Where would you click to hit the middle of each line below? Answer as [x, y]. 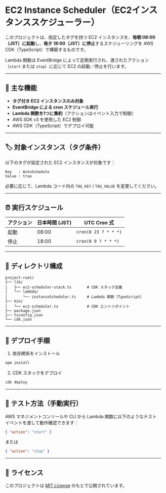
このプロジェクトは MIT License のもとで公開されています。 [66, 486]
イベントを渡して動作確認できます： [42, 422]
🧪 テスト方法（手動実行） [44, 404]
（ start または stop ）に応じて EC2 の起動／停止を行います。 [67, 66]
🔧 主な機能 [21, 88]
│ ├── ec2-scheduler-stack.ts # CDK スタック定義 [64, 288]
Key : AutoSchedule [27, 172]
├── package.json [23, 311]
